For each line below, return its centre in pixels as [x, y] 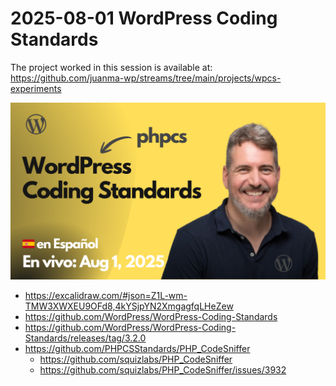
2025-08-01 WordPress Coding [144, 18]
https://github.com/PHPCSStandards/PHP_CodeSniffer [137, 349]
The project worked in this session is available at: [111, 67]
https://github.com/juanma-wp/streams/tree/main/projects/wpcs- [146, 78]
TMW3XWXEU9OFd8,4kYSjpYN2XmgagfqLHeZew [129, 306]
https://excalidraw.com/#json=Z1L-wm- [106, 296]
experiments [36, 88]
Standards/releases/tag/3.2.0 [85, 338]
